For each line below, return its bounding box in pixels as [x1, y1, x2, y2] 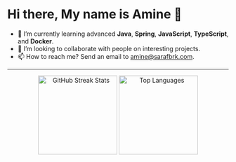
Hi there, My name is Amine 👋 [7, 6, 183, 22]
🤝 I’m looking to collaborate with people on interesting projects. [17, 44, 201, 53]
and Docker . [17, 36, 54, 45]
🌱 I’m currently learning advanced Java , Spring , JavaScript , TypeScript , [17, 29, 229, 38]
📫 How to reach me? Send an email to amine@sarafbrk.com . [17, 52, 195, 60]
